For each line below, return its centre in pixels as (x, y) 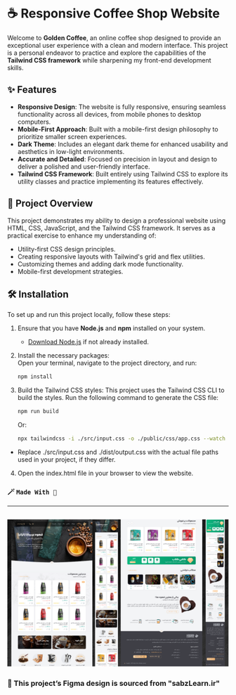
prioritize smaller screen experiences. (72, 136)
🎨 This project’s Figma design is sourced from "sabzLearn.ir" (113, 684)
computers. (34, 122)
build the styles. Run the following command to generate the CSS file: (118, 398)
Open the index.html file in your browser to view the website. (105, 473)
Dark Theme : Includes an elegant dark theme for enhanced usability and (123, 144)
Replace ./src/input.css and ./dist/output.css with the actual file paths (118, 452)
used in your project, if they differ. (66, 460)
